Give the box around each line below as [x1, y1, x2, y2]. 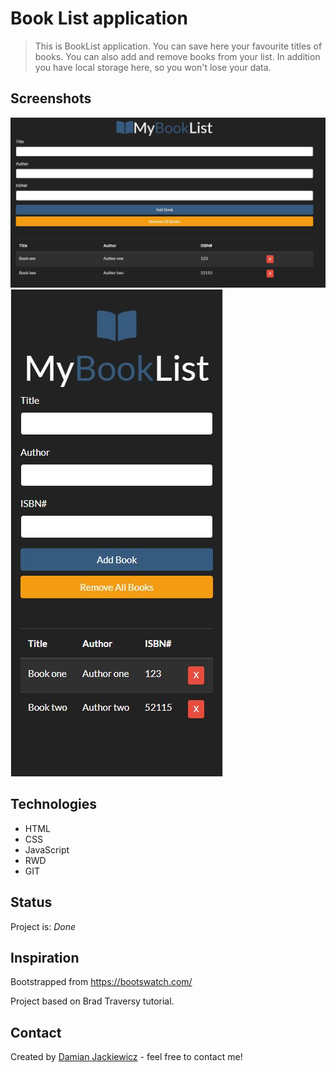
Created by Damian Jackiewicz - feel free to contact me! [10, 1051, 243, 1063]
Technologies [10, 796, 98, 813]
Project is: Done [10, 920, 77, 932]
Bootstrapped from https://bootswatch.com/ [10, 976, 193, 988]
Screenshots [10, 90, 92, 107]
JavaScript [24, 843, 70, 856]
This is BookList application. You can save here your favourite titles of [34, 40, 323, 52]
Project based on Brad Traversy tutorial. [10, 995, 175, 1007]
